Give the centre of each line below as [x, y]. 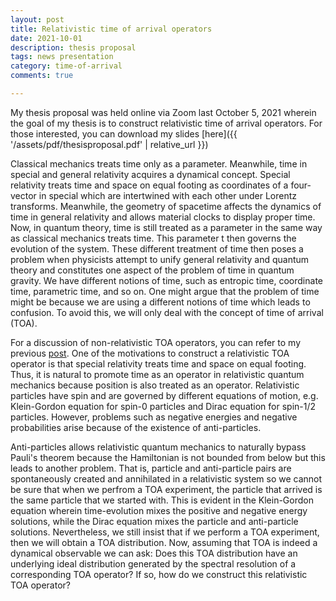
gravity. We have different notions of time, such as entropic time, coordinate [167, 280]
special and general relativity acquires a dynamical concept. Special [150, 174]
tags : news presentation [62, 57]
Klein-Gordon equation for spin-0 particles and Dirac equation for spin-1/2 [163, 406]
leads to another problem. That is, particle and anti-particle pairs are [151, 468]
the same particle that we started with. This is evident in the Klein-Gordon [162, 500]
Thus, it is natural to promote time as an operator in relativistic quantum [157, 374]
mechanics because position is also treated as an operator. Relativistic [155, 385]
